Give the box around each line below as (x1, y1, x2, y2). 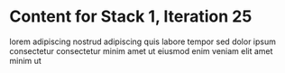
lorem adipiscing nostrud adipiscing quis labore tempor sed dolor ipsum (9, 36, 277, 47)
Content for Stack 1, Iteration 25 (9, 6, 253, 27)
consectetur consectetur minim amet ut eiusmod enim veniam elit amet (9, 45, 273, 56)
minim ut (9, 55, 42, 66)
